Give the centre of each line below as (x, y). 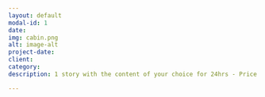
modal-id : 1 (28, 23)
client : (21, 60)
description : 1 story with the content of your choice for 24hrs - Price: (134, 74)
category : (25, 67)
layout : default (35, 15)
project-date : (32, 52)
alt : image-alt (33, 45)
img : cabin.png (33, 37)
